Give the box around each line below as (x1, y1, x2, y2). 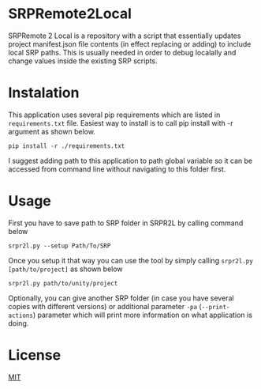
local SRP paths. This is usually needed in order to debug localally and (8, 47, 237, 57)
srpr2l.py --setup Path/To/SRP (8, 242, 111, 250)
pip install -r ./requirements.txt (8, 142, 125, 150)
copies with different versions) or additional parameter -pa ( (8, 301, 203, 311)
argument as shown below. (8, 127, 96, 136)
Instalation (8, 84, 80, 102)
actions (8, 312, 34, 319)
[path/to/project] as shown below (8, 264, 124, 274)
